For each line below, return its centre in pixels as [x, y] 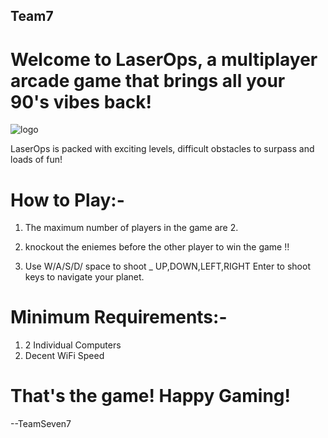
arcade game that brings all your [148, 80]
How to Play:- [67, 200]
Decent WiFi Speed [64, 356]
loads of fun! [36, 160]
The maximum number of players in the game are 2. [131, 228]
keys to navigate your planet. [84, 277]
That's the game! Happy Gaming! [150, 396]
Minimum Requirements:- [119, 317]
